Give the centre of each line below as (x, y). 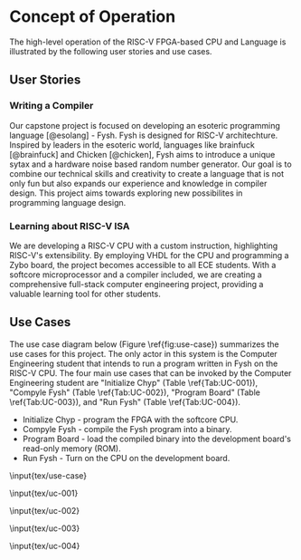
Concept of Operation (93, 17)
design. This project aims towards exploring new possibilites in (126, 193)
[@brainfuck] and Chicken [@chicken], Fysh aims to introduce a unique (142, 154)
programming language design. (68, 202)
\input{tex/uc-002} (45, 510)
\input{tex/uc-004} (45, 546)
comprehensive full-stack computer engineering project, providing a (136, 284)
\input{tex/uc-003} (45, 528)
